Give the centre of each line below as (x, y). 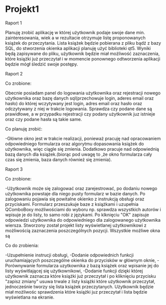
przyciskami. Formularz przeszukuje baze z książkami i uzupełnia (72, 204)
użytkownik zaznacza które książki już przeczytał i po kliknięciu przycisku (81, 276)
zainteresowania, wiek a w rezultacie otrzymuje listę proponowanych (76, 38)
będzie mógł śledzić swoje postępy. (42, 64)
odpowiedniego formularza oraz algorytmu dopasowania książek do (75, 144)
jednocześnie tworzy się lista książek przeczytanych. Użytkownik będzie (79, 287)
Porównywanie (20, 265)
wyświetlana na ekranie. (30, 297)
